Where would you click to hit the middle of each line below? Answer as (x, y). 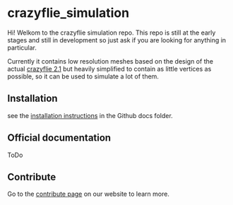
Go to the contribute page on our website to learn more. (88, 194)
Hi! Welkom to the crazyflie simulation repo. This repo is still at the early (112, 33)
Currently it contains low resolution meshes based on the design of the (110, 61)
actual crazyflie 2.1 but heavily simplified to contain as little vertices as (109, 69)
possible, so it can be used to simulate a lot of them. (83, 76)
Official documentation (59, 138)
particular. (22, 47)
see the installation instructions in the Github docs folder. (90, 115)
